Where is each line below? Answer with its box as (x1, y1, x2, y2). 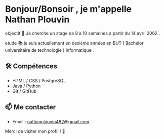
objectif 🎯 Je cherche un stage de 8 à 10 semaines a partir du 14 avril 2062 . (5, 30, 160, 36)
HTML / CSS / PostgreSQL (12, 77, 66, 83)
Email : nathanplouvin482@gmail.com (12, 118, 90, 124)
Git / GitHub (12, 88, 37, 94)
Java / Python (12, 83, 41, 89)
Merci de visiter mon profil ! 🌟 (5, 128, 65, 134)
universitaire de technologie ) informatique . (5, 47, 94, 53)
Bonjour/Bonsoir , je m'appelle (5, 3, 132, 15)
